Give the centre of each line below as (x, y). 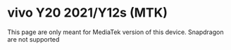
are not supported (33, 39)
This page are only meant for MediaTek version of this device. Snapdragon (115, 32)
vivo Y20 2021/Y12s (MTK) (87, 13)
